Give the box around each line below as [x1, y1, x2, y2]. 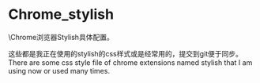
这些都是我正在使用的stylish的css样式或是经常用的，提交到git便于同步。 [8, 49, 243, 58]
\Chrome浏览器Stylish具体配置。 [8, 32, 115, 41]
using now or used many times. [8, 66, 111, 75]
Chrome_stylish [8, 5, 115, 23]
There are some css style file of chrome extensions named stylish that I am [8, 57, 253, 67]
